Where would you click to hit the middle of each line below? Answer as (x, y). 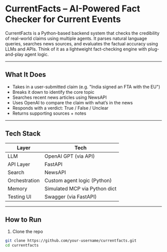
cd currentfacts (22, 246)
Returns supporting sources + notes (49, 113)
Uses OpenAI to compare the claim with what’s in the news (73, 102)
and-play (14, 54)
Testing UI (19, 197)
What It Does (26, 75)
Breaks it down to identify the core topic (53, 92)
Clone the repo (28, 232)
